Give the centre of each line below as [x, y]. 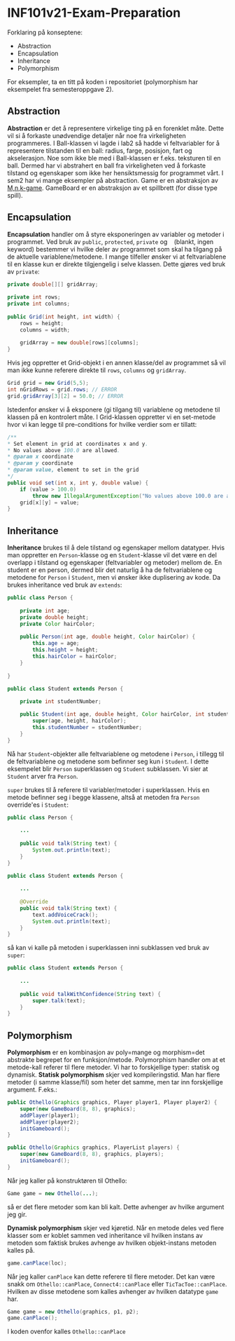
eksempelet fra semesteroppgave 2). [60, 89]
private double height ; [55, 617]
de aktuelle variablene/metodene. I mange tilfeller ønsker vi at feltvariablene [117, 257]
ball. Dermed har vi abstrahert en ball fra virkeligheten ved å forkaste [107, 165]
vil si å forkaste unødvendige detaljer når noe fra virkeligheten [97, 135]
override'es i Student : [38, 805]
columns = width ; [45, 330]
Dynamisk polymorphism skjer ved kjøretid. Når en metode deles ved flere [116, 1227]
